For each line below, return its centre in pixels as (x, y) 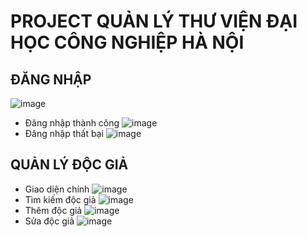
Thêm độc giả (53, 210)
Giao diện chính (57, 189)
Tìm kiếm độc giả (60, 199)
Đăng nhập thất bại (64, 133)
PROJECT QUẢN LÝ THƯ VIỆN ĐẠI (154, 21)
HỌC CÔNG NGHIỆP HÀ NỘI (127, 42)
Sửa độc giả (49, 221)
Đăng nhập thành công (72, 123)
